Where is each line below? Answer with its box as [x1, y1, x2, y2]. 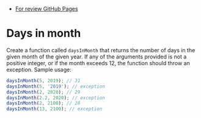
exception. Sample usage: [6, 66, 71, 73]
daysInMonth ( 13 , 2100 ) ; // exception [6, 106, 103, 112]
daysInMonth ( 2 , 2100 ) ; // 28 [6, 100, 81, 106]
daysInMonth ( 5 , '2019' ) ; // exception [6, 83, 105, 89]
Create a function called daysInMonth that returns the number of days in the [6, 46, 196, 54]
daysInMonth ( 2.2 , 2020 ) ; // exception [6, 94, 105, 101]
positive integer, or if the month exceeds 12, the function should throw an [6, 59, 191, 66]
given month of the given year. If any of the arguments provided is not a [6, 53, 187, 60]
